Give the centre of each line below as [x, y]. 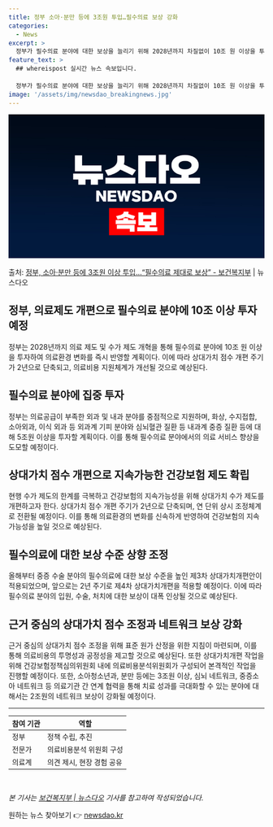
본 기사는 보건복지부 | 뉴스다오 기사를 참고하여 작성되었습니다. [106, 798]
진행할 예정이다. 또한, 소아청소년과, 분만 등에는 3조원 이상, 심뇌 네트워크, [123, 676]
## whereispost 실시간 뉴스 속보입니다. [76, 69]
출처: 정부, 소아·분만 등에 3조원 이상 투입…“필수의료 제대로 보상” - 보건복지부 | [132, 272]
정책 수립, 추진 [70, 737]
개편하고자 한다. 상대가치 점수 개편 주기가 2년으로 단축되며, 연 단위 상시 [121, 506]
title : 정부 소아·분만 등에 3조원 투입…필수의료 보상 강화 [93, 17]
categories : [28, 26]
